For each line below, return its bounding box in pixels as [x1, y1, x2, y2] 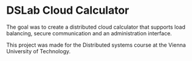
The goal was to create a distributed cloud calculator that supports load [6, 23, 185, 30]
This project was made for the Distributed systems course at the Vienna [6, 41, 187, 48]
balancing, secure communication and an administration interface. [6, 29, 172, 36]
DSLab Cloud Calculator [6, 4, 129, 17]
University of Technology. [6, 47, 71, 54]
